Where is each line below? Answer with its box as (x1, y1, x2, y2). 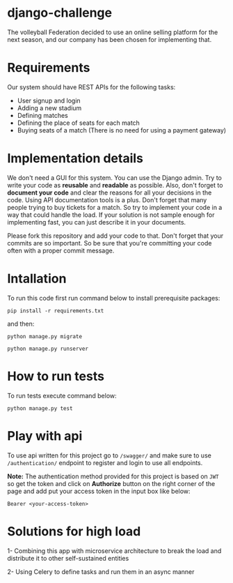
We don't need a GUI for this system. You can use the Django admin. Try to (7, 173, 223, 182)
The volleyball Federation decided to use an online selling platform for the (7, 28, 218, 36)
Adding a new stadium (17, 103, 82, 112)
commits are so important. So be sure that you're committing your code (7, 238, 212, 247)
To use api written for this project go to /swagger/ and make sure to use (7, 451, 212, 460)
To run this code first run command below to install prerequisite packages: (7, 294, 220, 302)
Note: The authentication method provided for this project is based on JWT (7, 472, 219, 480)
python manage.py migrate (7, 333, 82, 340)
